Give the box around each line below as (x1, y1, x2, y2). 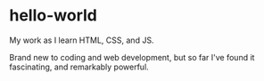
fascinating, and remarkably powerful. (9, 61, 149, 72)
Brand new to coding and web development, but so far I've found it (9, 52, 255, 62)
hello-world (9, 5, 98, 26)
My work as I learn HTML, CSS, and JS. (9, 35, 154, 45)
